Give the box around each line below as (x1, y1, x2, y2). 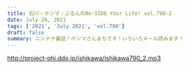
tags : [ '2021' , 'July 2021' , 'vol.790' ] (7, 23, 126, 29)
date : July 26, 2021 (7, 16, 67, 23)
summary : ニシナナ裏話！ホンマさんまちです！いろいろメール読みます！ (7, 36, 184, 42)
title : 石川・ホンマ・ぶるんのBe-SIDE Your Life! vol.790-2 (7, 10, 172, 17)
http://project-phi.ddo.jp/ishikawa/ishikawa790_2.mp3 (7, 54, 161, 62)
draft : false (7, 29, 45, 36)
